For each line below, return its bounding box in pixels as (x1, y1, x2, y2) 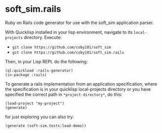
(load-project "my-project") (5, 101, 65, 106)
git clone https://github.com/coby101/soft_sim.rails (12, 50, 124, 55)
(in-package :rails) (5, 72, 47, 77)
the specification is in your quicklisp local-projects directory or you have (5, 86, 151, 92)
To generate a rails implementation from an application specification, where (5, 81, 158, 87)
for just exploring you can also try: (5, 114, 74, 120)
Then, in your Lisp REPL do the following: (5, 58, 88, 64)
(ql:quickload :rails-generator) (5, 68, 73, 73)
